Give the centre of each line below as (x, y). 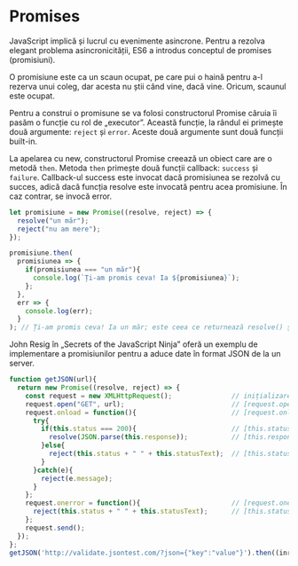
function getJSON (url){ (53, 380)
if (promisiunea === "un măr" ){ (83, 270)
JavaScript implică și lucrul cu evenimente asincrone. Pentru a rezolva (137, 41)
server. (22, 363)
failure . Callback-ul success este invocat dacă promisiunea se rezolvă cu (145, 177)
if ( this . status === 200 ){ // (141, 429)
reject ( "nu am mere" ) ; (59, 229)
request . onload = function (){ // (133, 413)
